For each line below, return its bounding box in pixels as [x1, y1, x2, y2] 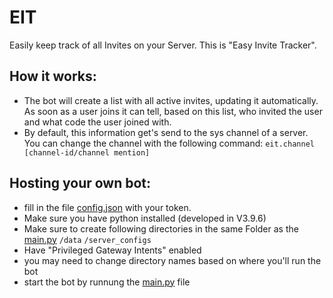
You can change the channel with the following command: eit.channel [23, 137, 315, 149]
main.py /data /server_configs [23, 233, 152, 245]
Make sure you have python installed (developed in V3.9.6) [23, 212, 267, 224]
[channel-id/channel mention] [23, 147, 151, 158]
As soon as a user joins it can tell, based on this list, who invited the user [23, 105, 323, 117]
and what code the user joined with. [23, 116, 172, 128]
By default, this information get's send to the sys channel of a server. [23, 126, 309, 138]
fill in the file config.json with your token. [23, 201, 192, 213]
